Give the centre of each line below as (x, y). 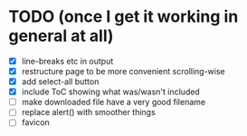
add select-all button (60, 82)
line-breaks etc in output (67, 61)
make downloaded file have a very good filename (113, 102)
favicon (36, 122)
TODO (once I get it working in (123, 17)
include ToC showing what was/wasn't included (110, 92)
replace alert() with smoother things (88, 112)
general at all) (61, 36)
